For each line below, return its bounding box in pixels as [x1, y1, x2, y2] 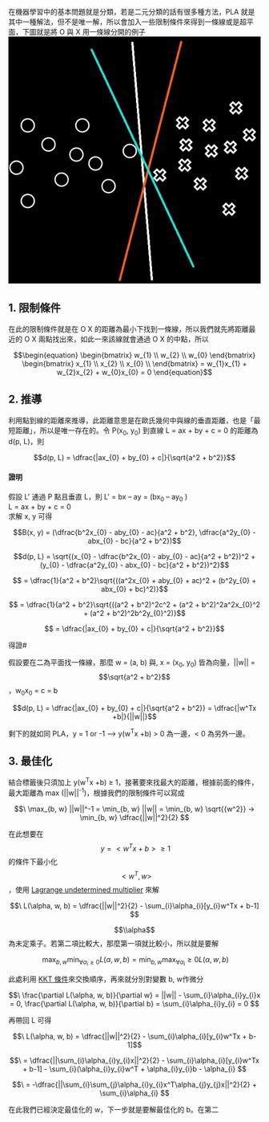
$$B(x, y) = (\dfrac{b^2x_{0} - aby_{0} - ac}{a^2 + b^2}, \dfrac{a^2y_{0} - [13, 528, 256, 537]
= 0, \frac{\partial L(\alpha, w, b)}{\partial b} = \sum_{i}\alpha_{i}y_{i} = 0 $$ [9, 999, 260, 1009]
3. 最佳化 [8, 754, 53, 768]
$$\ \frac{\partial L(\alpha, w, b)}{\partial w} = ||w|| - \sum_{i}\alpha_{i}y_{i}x [8, 990, 261, 1000]
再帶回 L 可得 [8, 1015, 52, 1026]
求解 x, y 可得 [8, 512, 53, 521]
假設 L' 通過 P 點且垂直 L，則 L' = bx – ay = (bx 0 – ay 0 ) [8, 492, 188, 504]
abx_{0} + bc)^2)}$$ [101, 585, 168, 594]
